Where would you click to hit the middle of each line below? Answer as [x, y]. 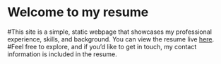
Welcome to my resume [78, 12]
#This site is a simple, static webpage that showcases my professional [109, 32]
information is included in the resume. [62, 54]
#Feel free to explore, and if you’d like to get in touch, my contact [102, 46]
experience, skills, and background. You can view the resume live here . [111, 39]
